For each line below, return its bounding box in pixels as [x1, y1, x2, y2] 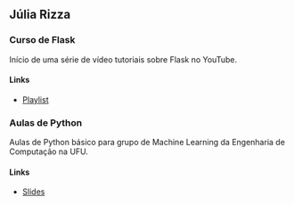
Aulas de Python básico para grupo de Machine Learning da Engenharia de [9, 137, 285, 148]
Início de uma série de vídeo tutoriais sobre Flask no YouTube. [9, 53, 238, 65]
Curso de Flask [9, 34, 76, 46]
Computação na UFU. [9, 146, 89, 157]
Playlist [21, 94, 49, 105]
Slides [21, 186, 45, 197]
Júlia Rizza [9, 7, 71, 22]
